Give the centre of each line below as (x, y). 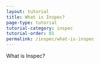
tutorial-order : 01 (30, 34)
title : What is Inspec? (36, 17)
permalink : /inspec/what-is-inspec (50, 39)
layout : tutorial (28, 12)
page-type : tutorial (32, 22)
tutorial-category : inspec (40, 28)
